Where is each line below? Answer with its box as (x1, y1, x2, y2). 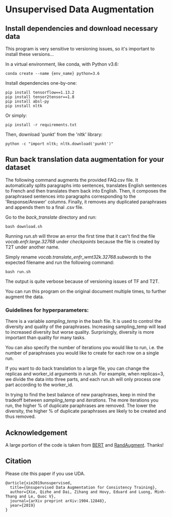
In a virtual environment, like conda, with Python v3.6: (5, 61, 119, 67)
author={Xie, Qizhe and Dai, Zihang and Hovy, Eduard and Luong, (10, 489, 153, 494)
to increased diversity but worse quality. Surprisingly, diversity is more (5, 329, 154, 335)
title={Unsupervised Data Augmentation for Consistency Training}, (10, 485, 158, 490)
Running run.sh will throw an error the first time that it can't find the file (5, 233, 156, 239)
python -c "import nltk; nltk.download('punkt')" (5, 141, 114, 146)
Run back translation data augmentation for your (5, 155, 164, 164)
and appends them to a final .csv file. (5, 204, 84, 210)
